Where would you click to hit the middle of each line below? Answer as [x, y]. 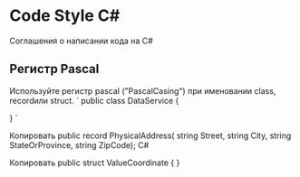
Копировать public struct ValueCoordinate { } [95, 163]
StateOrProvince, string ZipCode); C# [79, 144]
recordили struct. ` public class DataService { [94, 100]
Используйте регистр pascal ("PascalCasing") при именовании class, [143, 90]
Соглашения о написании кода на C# [82, 41]
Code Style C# [65, 16]
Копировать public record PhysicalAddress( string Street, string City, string [150, 135]
